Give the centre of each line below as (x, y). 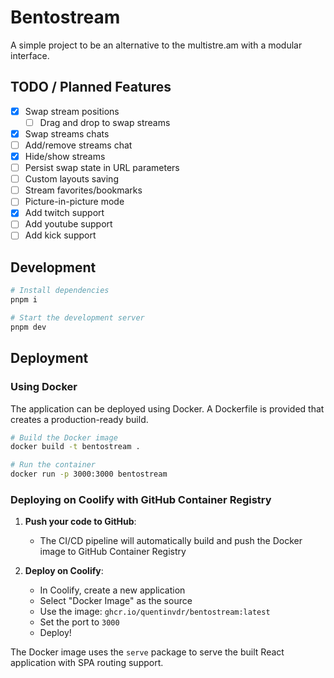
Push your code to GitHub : (80, 522)
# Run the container (53, 465)
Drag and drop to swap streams (105, 122)
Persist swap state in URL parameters (102, 168)
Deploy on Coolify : (64, 571)
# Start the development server (77, 318)
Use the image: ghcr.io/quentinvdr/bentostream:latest (155, 612)
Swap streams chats (67, 133)
